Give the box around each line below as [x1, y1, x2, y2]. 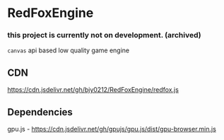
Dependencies [7, 106, 73, 118]
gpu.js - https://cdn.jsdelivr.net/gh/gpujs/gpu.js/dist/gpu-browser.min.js [7, 125, 217, 134]
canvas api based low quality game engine [7, 46, 130, 54]
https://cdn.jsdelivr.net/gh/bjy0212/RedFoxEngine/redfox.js [7, 86, 179, 94]
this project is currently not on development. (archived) [7, 30, 201, 40]
